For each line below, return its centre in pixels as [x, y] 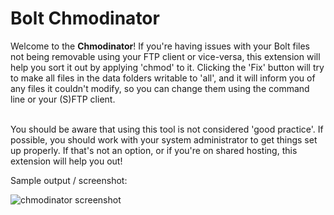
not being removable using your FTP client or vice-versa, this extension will [165, 56]
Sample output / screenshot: [69, 180]
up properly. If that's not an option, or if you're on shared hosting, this [154, 150]
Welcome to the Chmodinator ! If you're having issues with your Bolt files [160, 46]
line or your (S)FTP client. [63, 99]
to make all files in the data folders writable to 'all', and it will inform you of [163, 78]
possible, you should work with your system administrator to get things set [164, 139]
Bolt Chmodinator [85, 18]
